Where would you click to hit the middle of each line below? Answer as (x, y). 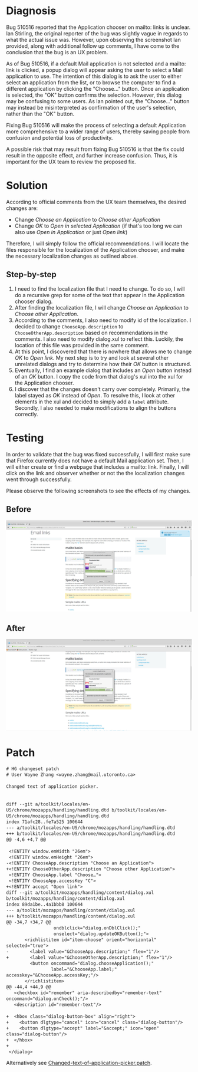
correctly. (26, 414)
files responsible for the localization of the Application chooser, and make (95, 249)
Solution (27, 185)
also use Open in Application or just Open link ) (71, 232)
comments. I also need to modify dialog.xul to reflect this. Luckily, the (99, 339)
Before (19, 509)
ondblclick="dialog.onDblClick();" (97, 928)
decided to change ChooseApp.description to (69, 326)
